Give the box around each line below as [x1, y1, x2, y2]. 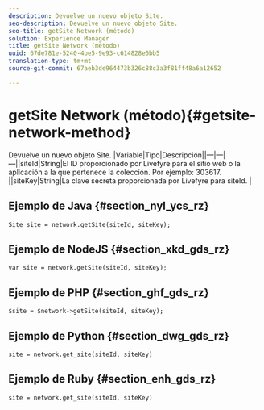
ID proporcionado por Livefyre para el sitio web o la [70, 158, 241, 168]
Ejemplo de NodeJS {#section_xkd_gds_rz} [8, 242, 230, 256]
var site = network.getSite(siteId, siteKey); [8, 264, 167, 272]
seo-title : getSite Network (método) [8, 27, 135, 35]
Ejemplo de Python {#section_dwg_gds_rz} [8, 328, 229, 343]
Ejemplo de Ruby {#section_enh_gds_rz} [8, 372, 217, 386]
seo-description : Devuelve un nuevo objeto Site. [8, 19, 179, 27]
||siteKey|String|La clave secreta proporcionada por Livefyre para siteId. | [8, 175, 252, 186]
